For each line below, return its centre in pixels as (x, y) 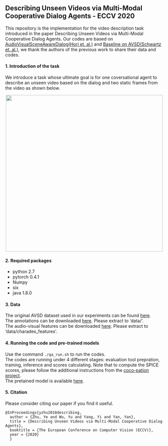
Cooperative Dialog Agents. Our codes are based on (59, 39)
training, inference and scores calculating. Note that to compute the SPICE (82, 365)
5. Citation (16, 392)
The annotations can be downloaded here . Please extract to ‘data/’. (74, 321)
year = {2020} (24, 434)
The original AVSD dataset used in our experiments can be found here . (78, 316)
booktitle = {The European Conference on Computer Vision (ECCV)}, (82, 430)
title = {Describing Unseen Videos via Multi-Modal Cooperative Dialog (86, 421)
